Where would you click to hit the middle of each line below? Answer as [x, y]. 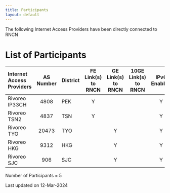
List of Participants [46, 55]
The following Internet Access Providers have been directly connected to [81, 29]
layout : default [22, 15]
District [71, 81]
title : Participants [27, 10]
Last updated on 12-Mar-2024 [37, 185]
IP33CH [17, 105]
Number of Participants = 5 [34, 176]
